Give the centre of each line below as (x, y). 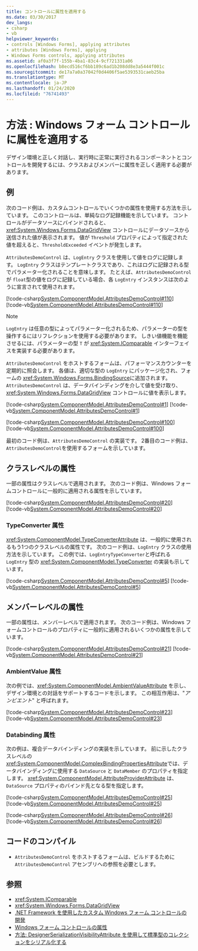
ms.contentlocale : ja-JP (37, 83)
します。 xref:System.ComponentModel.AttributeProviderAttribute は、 (92, 778)
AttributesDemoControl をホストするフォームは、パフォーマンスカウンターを (99, 363)
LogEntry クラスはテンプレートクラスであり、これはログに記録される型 (103, 264)
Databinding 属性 (31, 734)
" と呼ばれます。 (52, 700)
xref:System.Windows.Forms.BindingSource (76, 378)
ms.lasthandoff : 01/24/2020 (41, 89)
